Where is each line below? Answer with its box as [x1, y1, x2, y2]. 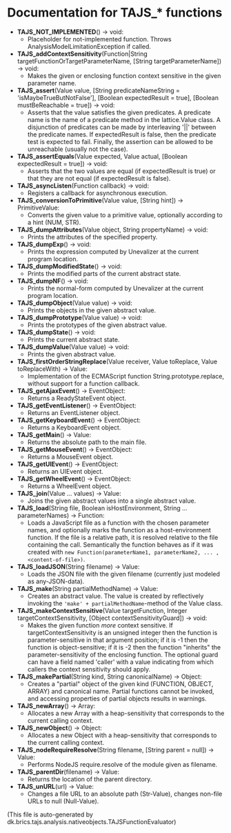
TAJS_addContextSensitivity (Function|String [17, 50, 148, 58]
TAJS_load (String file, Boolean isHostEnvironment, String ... [17, 503, 188, 512]
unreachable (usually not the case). [27, 145, 128, 153]
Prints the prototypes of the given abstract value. [27, 321, 167, 329]
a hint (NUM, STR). [27, 218, 81, 226]
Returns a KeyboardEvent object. [27, 423, 121, 432]
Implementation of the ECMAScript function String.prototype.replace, [27, 372, 224, 380]
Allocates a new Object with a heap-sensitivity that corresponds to [27, 731, 217, 739]
